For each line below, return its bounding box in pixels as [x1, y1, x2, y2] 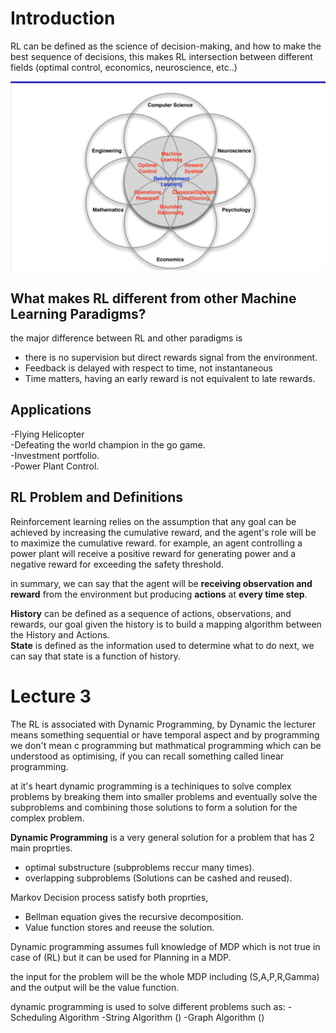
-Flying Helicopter [10, 428, 85, 440]
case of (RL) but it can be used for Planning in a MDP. [10, 951, 232, 963]
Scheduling [10, 1011, 57, 1023]
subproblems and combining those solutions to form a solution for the [10, 801, 298, 813]
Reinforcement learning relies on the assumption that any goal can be [10, 515, 297, 527]
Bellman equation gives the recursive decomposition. [24, 910, 244, 922]
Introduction [10, 7, 116, 30]
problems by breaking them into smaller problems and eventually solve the [10, 790, 318, 802]
